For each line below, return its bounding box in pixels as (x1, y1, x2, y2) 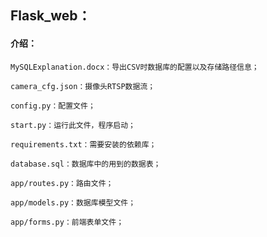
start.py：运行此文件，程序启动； (10, 120, 136, 130)
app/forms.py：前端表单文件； (10, 217, 125, 227)
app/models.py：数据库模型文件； (10, 197, 137, 208)
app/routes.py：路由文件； (10, 178, 114, 188)
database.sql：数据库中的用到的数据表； (10, 159, 162, 169)
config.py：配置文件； (10, 101, 96, 111)
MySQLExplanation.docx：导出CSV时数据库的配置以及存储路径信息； (10, 62, 260, 72)
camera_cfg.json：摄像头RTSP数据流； (10, 81, 156, 91)
